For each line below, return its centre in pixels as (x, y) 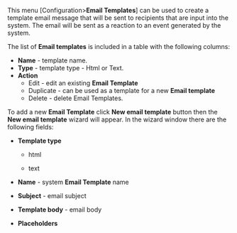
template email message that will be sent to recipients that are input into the (118, 18)
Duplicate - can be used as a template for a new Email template (121, 91)
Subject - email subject (52, 196)
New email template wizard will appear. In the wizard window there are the (117, 119)
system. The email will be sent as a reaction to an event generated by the (114, 25)
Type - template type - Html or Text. (71, 68)
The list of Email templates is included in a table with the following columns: (119, 47)
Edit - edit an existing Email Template (83, 83)
